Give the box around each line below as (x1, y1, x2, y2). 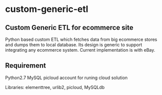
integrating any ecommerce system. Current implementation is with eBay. (5, 47, 156, 53)
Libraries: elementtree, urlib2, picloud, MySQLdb (5, 84, 105, 90)
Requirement (5, 61, 46, 70)
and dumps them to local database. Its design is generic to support (5, 42, 143, 48)
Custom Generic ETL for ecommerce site (5, 23, 134, 32)
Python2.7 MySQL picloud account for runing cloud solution (5, 75, 128, 81)
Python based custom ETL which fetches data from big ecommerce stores (5, 36, 158, 42)
